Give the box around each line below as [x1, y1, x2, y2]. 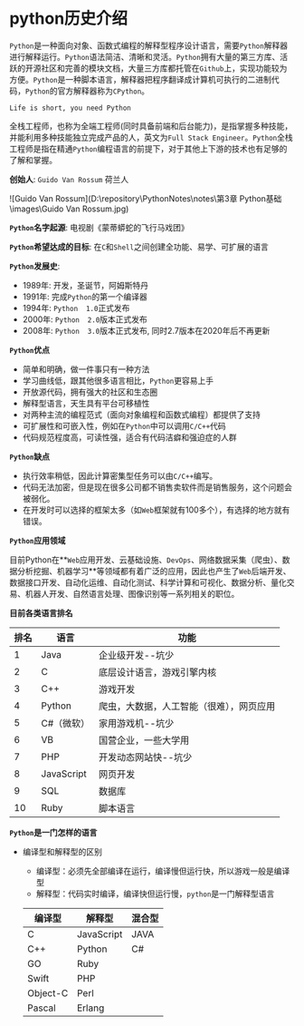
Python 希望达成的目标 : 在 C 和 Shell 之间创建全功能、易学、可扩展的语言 [9, 241, 269, 252]
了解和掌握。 [9, 154, 57, 165]
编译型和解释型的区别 [22, 845, 102, 857]
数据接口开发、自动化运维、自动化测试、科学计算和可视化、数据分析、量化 [9, 577, 287, 588]
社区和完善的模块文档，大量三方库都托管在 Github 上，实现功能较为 [40, 63, 288, 73]
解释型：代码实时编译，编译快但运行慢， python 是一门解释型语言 [35, 888, 275, 899]
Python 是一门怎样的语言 [9, 826, 98, 837]
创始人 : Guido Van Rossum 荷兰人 [9, 173, 129, 184]
